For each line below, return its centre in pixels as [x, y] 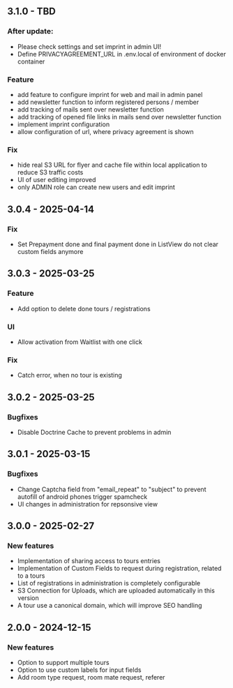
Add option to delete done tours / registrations [84, 308]
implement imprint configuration [63, 124]
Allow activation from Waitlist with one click [80, 342]
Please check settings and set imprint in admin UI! [89, 46]
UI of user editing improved [57, 180]
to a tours [31, 576]
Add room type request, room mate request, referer [91, 677]
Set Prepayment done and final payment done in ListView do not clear [118, 244]
